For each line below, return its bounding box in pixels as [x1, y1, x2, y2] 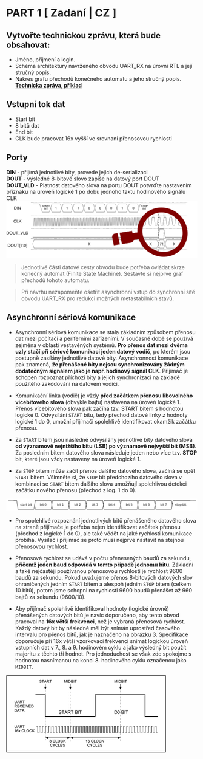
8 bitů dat [15, 122, 39, 129]
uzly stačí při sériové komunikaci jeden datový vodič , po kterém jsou [15, 348, 191, 355]
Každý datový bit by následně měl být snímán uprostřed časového [15, 624, 181, 631]
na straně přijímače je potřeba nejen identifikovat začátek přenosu [15, 523, 181, 531]
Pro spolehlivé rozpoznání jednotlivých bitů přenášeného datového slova [15, 517, 196, 524]
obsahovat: [6, 39, 50, 50]
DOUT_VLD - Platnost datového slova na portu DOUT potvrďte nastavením [6, 181, 192, 188]
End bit [15, 128, 33, 136]
